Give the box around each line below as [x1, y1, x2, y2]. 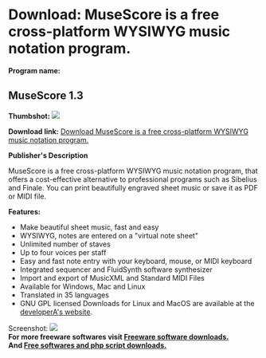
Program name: [8, 65, 61, 75]
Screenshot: [8, 323, 49, 332]
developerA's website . [19, 307, 93, 317]
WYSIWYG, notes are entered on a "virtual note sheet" [19, 230, 199, 240]
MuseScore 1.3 [8, 89, 84, 103]
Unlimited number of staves [19, 239, 111, 249]
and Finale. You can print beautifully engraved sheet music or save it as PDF [8, 183, 259, 192]
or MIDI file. [8, 191, 46, 201]
